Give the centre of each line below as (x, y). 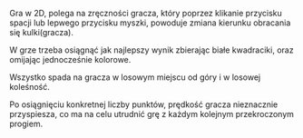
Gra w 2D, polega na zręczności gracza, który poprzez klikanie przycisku (146, 13)
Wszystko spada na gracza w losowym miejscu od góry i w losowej (135, 77)
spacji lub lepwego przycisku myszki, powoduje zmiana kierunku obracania (150, 23)
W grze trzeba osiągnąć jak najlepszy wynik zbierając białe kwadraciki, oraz (151, 50)
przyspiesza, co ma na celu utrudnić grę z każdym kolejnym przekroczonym (152, 114)
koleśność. (29, 87)
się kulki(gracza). (42, 32)
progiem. (26, 123)
